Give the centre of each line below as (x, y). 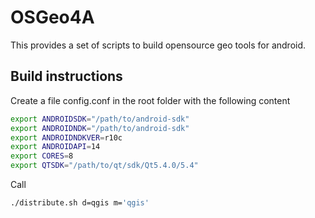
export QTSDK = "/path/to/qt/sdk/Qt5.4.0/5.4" (104, 166)
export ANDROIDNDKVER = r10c (66, 137)
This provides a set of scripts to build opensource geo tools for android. (158, 45)
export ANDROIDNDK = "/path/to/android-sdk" (100, 128)
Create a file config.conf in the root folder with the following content (150, 100)
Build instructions (66, 76)
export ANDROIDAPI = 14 (55, 147)
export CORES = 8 (42, 156)
